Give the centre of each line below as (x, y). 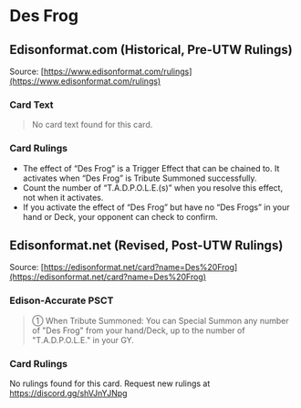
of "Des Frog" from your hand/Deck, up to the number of (138, 330)
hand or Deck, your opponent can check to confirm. (120, 216)
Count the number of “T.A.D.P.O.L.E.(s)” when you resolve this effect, (153, 187)
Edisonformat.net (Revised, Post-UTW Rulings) (146, 245)
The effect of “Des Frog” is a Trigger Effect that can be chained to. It (151, 168)
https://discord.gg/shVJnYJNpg (68, 393)
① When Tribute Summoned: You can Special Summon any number (160, 320)
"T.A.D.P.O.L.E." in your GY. (83, 340)
